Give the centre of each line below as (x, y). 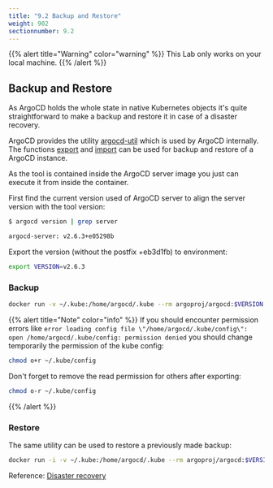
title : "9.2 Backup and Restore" (65, 16)
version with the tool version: (57, 207)
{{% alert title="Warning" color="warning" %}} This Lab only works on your (135, 54)
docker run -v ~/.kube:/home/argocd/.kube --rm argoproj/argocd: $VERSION (136, 304)
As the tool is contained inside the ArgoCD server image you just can (124, 174)
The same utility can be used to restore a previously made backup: (120, 445)
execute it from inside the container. (69, 183)
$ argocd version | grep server (63, 222)
